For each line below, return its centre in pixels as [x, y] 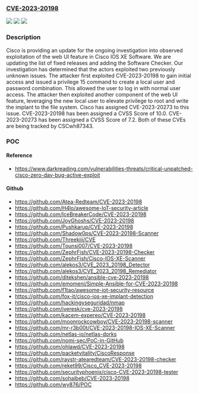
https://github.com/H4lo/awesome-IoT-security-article [81, 208]
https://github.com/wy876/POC [53, 385]
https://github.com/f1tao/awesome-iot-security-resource [84, 290]
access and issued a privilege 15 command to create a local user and [91, 82]
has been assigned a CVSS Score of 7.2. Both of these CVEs [112, 119]
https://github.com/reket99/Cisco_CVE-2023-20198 [78, 366]
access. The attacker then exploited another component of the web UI [92, 94]
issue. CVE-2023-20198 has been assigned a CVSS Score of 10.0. [87, 113]
